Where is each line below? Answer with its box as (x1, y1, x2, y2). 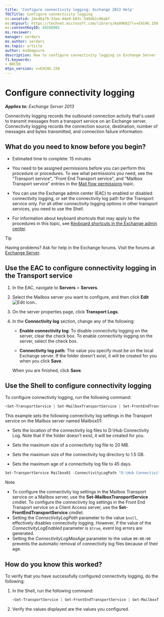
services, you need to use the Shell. (12, 206, 84, 212)
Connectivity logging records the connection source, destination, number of (5, 123, 158, 129)
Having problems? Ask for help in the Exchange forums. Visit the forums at (5, 244, 155, 250)
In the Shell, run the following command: (12, 588, 94, 594)
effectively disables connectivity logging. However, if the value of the (12, 520, 151, 526)
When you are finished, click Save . (12, 367, 82, 373)
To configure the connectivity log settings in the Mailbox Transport (12, 489, 146, 495)
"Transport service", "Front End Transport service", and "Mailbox (12, 176, 143, 181)
